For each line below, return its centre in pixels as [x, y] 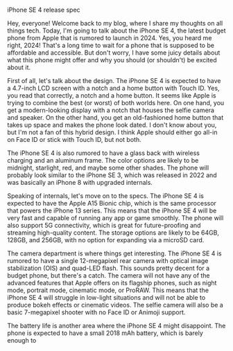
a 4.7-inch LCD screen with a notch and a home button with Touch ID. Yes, [113, 88]
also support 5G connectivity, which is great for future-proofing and [104, 225]
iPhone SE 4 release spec [44, 10]
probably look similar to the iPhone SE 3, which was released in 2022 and [112, 175]
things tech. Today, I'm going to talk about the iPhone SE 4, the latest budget [117, 30]
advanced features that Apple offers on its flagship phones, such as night [112, 283]
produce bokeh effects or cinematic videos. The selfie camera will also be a [115, 305]
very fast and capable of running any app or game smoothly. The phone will [115, 218]
